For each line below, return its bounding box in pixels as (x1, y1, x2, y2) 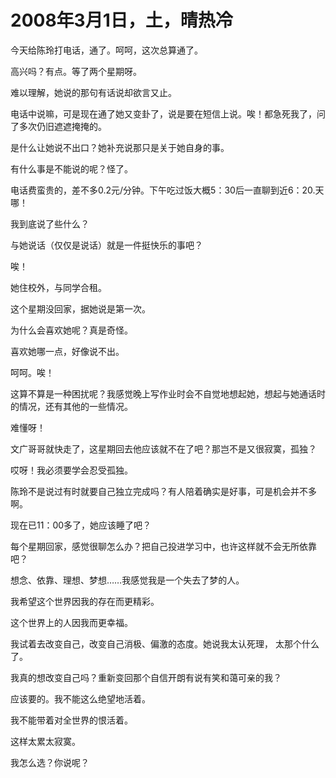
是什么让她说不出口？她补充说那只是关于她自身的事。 (10, 141, 230, 153)
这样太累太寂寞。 (10, 735, 81, 747)
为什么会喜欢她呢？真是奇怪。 (10, 324, 133, 336)
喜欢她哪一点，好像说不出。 (10, 345, 125, 357)
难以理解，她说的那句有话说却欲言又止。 (10, 86, 177, 98)
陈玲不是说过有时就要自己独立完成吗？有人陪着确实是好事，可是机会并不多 (10, 485, 317, 497)
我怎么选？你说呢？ (10, 756, 90, 768)
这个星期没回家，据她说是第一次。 (10, 302, 151, 315)
